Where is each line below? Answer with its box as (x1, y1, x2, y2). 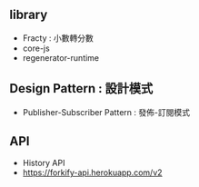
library (9, 7, 48, 23)
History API (22, 158, 65, 169)
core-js (22, 43, 50, 54)
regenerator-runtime (22, 52, 100, 63)
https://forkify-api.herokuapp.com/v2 (22, 167, 163, 178)
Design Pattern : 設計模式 (9, 81, 154, 96)
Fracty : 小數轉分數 (22, 32, 94, 44)
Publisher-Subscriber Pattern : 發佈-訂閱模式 (22, 106, 191, 117)
